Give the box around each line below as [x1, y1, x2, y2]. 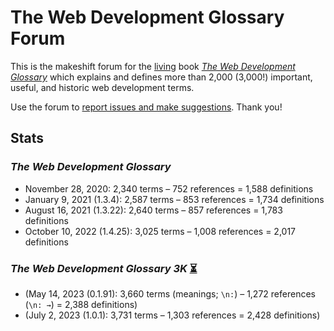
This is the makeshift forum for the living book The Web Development [10, 60, 296, 72]
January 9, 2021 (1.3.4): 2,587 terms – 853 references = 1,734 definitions [24, 193, 325, 205]
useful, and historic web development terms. [10, 81, 195, 93]
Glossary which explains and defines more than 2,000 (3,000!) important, [10, 71, 313, 83]
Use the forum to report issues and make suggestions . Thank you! [10, 101, 283, 113]
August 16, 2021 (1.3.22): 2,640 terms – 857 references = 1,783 [24, 204, 283, 216]
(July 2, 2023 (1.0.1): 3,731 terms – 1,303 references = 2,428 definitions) [24, 309, 321, 321]
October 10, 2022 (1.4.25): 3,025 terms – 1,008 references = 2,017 [24, 225, 297, 237]
